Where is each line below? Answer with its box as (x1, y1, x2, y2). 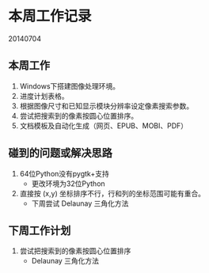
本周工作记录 (8, 7, 93, 25)
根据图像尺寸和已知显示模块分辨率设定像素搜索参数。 (19, 100, 194, 111)
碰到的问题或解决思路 (8, 146, 112, 160)
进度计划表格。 (19, 91, 69, 100)
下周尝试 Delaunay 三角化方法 (31, 199, 129, 208)
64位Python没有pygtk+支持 (19, 169, 109, 178)
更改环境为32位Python (31, 179, 105, 188)
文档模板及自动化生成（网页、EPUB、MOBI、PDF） (19, 120, 188, 131)
